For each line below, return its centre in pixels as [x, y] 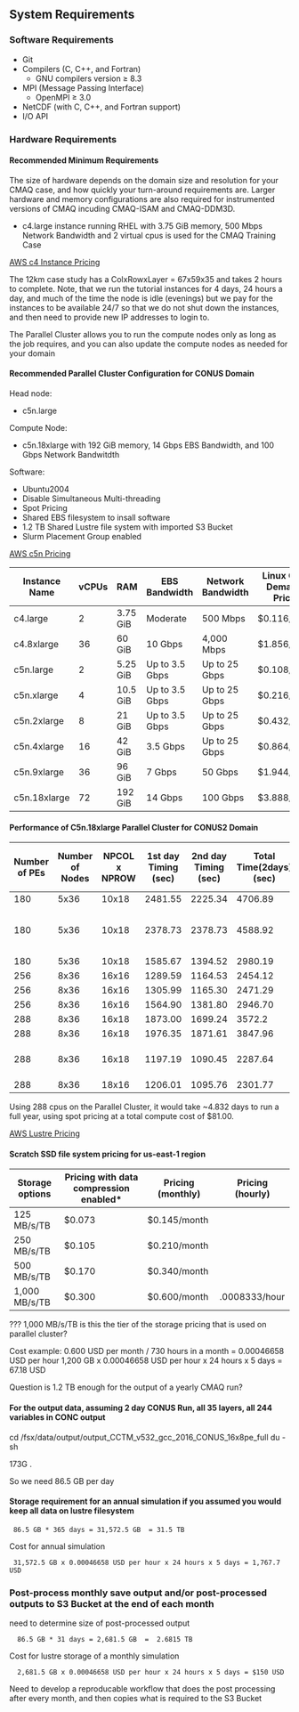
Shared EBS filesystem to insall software [96, 518]
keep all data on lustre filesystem [72, 1511]
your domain [32, 353]
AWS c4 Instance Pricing [55, 262]
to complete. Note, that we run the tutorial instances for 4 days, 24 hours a [146, 288]
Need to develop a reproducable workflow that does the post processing [142, 1689]
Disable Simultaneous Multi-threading [91, 499]
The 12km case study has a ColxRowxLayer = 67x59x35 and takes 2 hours [146, 279]
